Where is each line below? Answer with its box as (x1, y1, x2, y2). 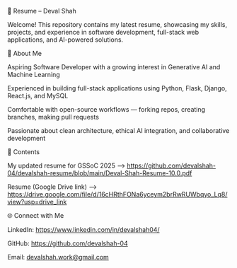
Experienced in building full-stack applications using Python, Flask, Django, (7, 84, 228, 92)
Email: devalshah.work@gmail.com (7, 253, 110, 261)
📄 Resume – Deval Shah (7, 7, 76, 15)
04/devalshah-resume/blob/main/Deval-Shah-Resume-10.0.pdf (7, 169, 192, 177)
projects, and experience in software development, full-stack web (7, 28, 200, 36)
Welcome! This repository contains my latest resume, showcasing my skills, (7, 21, 228, 28)
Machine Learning (7, 71, 60, 78)
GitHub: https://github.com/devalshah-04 (7, 239, 129, 247)
